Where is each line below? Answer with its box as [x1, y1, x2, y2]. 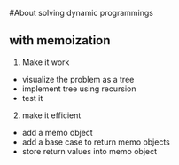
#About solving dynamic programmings [9, 8, 153, 18]
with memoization [9, 33, 111, 48]
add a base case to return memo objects [21, 137, 170, 147]
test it [21, 92, 43, 103]
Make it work [21, 57, 70, 67]
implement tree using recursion [21, 83, 136, 94]
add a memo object [21, 127, 93, 137]
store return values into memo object [21, 145, 158, 156]
